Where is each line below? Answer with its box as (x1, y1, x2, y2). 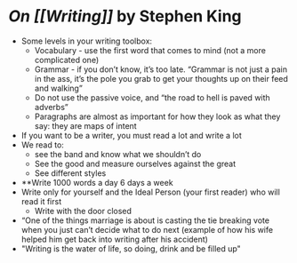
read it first (20, 195, 62, 206)
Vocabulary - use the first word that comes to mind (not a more (34, 44, 266, 55)
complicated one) (34, 54, 100, 65)
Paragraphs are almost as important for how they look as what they (34, 111, 281, 122)
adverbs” (34, 101, 68, 112)
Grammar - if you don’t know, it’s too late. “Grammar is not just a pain (34, 64, 288, 75)
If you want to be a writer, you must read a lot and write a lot (20, 130, 242, 140)
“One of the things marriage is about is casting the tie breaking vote (20, 215, 270, 226)
